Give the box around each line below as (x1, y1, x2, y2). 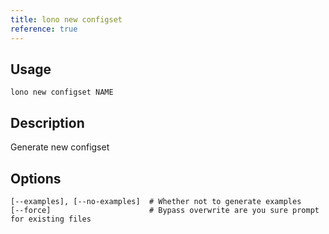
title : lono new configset (10, 14, 123, 25)
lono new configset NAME (10, 87, 114, 98)
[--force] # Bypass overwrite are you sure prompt (10, 205, 320, 215)
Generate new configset (10, 141, 110, 153)
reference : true (10, 24, 78, 34)
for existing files (10, 214, 92, 224)
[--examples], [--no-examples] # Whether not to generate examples (10, 196, 302, 206)
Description (10, 114, 85, 131)
